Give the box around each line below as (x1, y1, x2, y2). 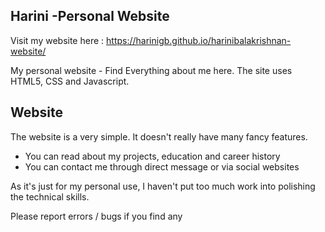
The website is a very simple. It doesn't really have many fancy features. (10, 130, 308, 143)
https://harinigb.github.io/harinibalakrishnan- (106, 34, 292, 46)
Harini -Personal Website (10, 8, 170, 25)
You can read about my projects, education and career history (24, 150, 281, 162)
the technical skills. (10, 190, 90, 203)
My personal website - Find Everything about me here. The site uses (10, 64, 293, 76)
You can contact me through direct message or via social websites (24, 160, 300, 173)
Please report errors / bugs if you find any (10, 210, 183, 222)
